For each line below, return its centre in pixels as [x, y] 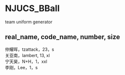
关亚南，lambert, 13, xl [27, 55]
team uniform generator [29, 22]
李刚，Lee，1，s [21, 67]
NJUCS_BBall [32, 8]
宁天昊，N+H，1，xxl [26, 61]
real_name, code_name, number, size [62, 37]
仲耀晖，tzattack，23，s [30, 49]
